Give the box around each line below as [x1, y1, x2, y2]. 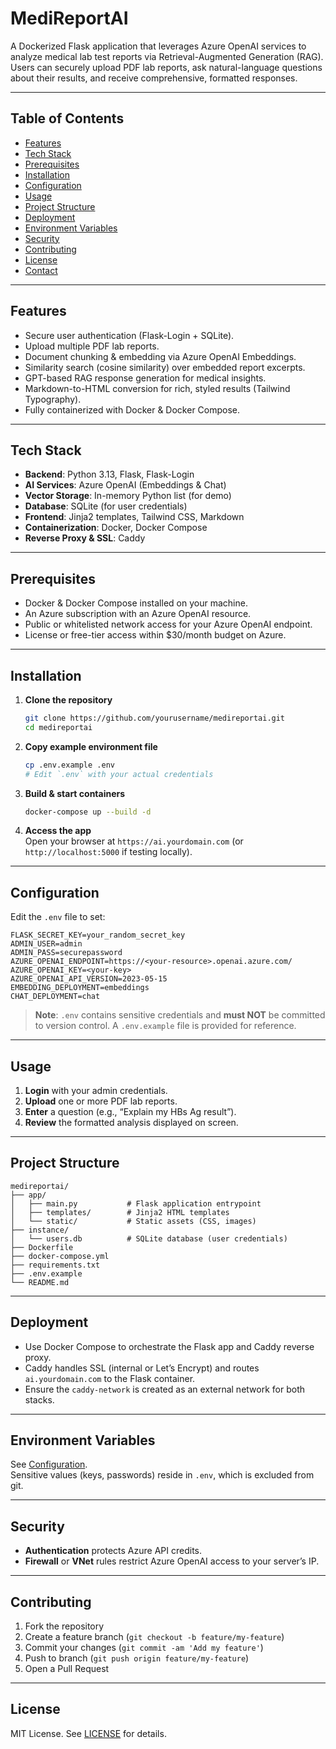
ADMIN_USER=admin [10, 939, 83, 949]
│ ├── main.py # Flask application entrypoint [10, 1198, 262, 1209]
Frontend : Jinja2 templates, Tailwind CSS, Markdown [24, 511, 245, 523]
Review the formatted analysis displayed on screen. [24, 1117, 239, 1128]
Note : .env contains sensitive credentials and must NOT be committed [34, 1009, 326, 1021]
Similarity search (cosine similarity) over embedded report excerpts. [24, 361, 306, 373]
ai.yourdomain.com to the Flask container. [24, 1372, 196, 1384]
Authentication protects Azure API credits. [24, 1545, 202, 1557]
